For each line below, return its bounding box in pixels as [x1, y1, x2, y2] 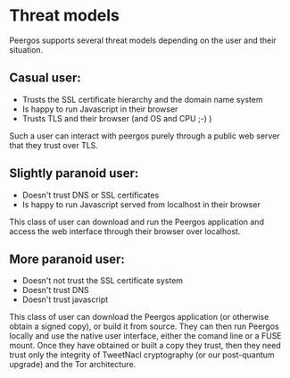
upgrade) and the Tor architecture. [9, 359, 137, 370]
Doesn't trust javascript [21, 294, 109, 305]
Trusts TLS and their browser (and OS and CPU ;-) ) [21, 113, 212, 123]
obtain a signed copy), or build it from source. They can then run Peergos [9, 321, 279, 332]
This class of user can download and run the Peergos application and [9, 216, 265, 227]
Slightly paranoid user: [9, 166, 139, 181]
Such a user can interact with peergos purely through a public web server [9, 130, 280, 141]
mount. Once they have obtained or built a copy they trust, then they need [9, 340, 281, 351]
